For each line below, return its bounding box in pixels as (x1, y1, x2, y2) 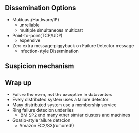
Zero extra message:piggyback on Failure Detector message (12, 42, 134, 48)
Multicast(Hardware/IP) (12, 17, 60, 22)
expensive (19, 38, 40, 43)
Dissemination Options (5, 4, 76, 12)
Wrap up (5, 78, 32, 87)
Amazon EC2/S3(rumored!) (19, 123, 74, 129)
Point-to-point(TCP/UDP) (12, 32, 63, 38)
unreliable (19, 22, 40, 28)
